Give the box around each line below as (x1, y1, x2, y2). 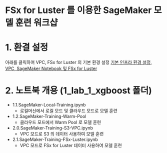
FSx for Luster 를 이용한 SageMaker (5, 4, 152, 16)
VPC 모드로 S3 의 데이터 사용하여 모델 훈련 (19, 131, 104, 137)
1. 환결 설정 (5, 42, 48, 53)
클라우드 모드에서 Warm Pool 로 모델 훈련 (19, 119, 101, 125)
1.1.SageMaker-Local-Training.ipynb (12, 102, 86, 108)
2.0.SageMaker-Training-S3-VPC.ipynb (12, 125, 93, 131)
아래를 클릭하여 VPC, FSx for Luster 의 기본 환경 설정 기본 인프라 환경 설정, (5, 59, 152, 65)
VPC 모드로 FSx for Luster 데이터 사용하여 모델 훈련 (19, 142, 122, 148)
